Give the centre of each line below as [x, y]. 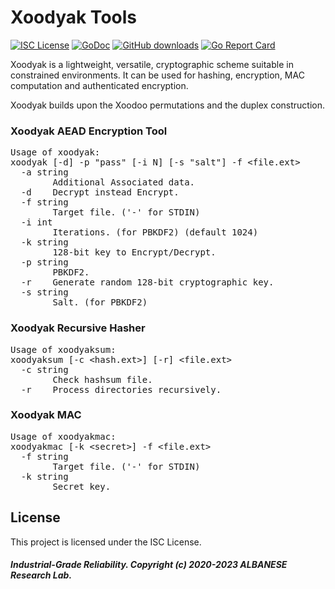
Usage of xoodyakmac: [63, 436]
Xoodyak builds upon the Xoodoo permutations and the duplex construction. [167, 105]
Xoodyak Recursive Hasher [78, 328]
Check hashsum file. [102, 379]
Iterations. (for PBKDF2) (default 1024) [155, 232]
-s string [44, 292]
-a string [44, 172]
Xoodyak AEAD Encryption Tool [89, 131]
